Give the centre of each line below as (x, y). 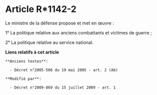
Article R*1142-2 (41, 9)
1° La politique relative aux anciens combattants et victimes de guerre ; (79, 32)
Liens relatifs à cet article (32, 52)
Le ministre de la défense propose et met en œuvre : (60, 23)
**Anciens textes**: (27, 61)
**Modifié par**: (23, 78)
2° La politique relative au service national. (49, 42)
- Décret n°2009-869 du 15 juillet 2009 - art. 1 (63, 87)
